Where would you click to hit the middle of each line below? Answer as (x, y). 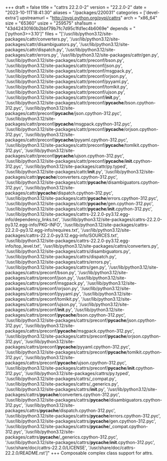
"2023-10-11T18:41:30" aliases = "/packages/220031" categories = (74, 12)
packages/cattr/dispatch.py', (35, 50)
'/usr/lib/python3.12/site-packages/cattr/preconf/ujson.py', (65, 92)
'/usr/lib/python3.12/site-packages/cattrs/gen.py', (56, 267)
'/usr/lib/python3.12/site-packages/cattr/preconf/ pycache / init (69, 161)
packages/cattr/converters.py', (37, 39)
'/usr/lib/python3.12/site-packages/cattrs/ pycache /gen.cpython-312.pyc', (81, 421)
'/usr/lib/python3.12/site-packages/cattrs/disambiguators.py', (68, 251)
